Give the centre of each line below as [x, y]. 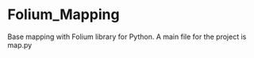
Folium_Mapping [63, 15]
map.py [20, 44]
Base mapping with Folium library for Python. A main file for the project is [127, 37]
